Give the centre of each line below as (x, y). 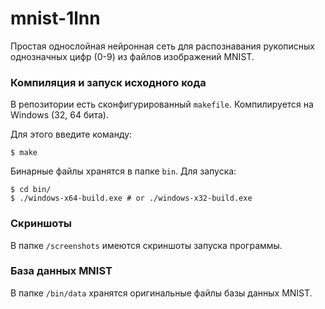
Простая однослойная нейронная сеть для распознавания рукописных (162, 46)
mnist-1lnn (55, 18)
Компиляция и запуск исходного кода (108, 82)
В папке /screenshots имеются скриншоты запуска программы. (146, 245)
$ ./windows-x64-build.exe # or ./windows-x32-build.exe (131, 198)
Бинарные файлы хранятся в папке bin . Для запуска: (123, 171)
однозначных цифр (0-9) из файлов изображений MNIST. (132, 56)
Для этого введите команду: (71, 134)
